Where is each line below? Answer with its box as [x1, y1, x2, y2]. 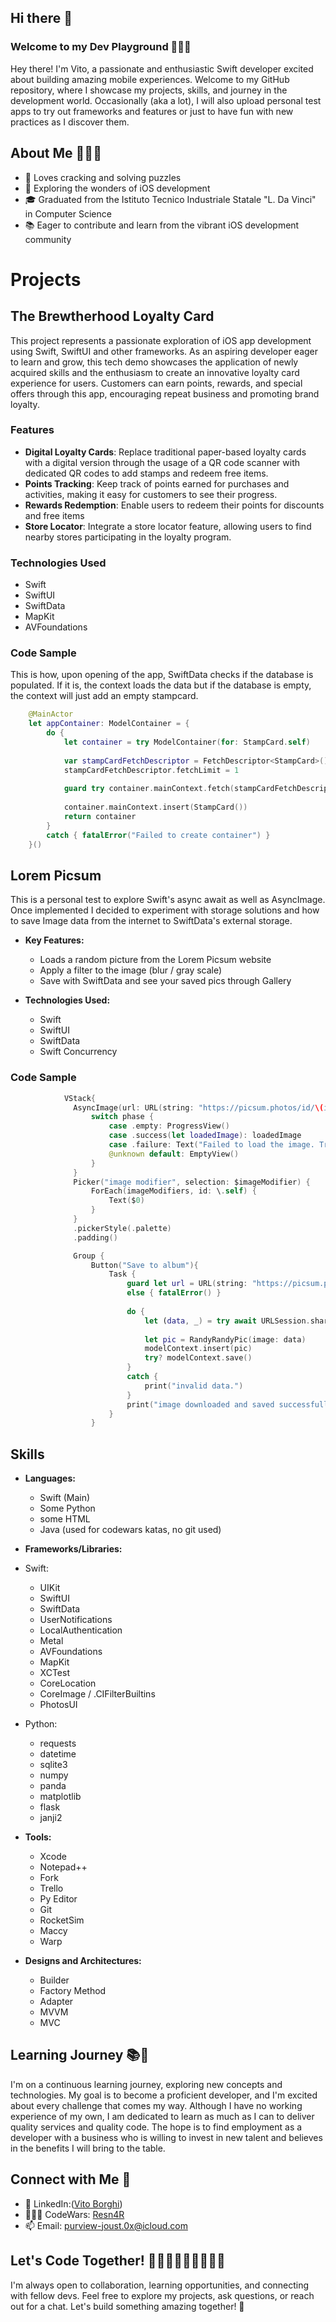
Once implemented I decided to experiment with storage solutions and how [10, 904, 320, 916]
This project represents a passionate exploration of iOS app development [10, 334, 312, 346]
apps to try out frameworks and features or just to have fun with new [10, 105, 294, 117]
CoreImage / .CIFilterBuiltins [39, 1688, 156, 1700]
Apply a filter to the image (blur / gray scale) [39, 964, 223, 976]
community [24, 233, 72, 245]
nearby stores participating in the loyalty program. [24, 531, 232, 543]
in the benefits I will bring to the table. [10, 2142, 166, 2154]
